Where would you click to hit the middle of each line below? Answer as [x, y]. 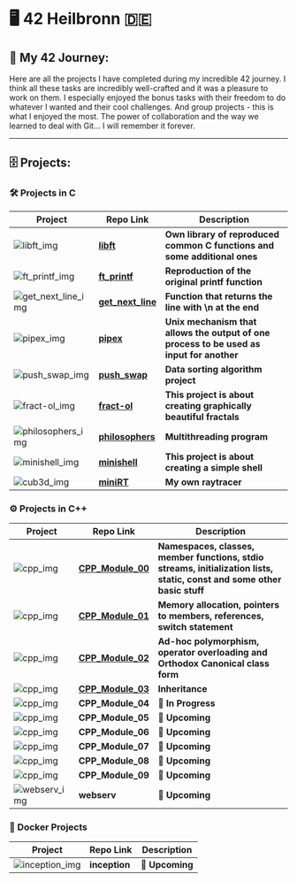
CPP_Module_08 [114, 761]
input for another [202, 355]
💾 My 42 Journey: [59, 57]
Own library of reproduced [222, 234]
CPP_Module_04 [114, 703]
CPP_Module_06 [114, 732]
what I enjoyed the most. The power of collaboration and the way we [134, 116]
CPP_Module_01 [114, 616]
